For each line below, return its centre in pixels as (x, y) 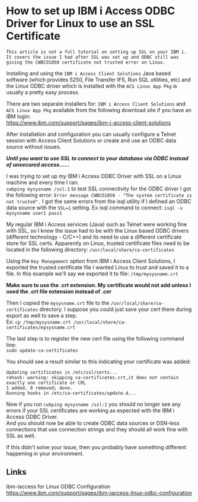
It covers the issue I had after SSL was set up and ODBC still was (92, 57)
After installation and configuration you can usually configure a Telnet (91, 134)
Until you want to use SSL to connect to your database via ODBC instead (97, 158)
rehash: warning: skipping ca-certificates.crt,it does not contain (92, 377)
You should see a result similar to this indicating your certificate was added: (98, 361)
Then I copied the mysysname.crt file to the (58, 303)
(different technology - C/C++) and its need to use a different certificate (94, 237)
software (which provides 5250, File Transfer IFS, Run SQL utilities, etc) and (98, 80)
